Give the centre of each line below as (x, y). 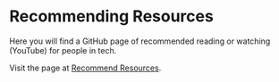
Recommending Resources (112, 16)
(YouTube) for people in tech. (63, 50)
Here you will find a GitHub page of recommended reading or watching (140, 41)
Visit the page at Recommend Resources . (85, 68)
